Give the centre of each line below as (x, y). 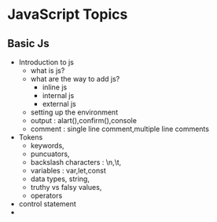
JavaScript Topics (68, 15)
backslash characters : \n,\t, (76, 162)
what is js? (48, 71)
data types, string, (60, 179)
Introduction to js (46, 62)
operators (46, 195)
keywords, (47, 146)
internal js (58, 95)
